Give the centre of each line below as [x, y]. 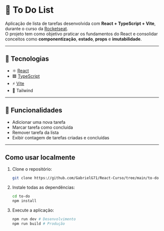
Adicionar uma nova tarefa [39, 122]
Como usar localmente [40, 157]
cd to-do [21, 196]
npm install [24, 201]
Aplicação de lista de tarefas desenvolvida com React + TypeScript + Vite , [81, 23]
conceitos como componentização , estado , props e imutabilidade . [73, 39]
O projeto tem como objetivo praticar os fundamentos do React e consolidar [82, 34]
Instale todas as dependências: [43, 188]
